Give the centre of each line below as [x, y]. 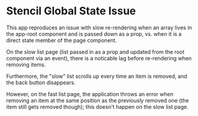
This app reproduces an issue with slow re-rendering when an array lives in [99, 28]
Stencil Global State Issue [71, 11]
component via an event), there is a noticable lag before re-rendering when [99, 58]
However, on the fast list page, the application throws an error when [90, 94]
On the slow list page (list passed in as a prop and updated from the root [95, 51]
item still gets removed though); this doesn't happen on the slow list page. [97, 106]
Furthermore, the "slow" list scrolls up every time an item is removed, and [97, 76]
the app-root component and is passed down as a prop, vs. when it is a [94, 33]
